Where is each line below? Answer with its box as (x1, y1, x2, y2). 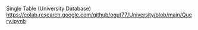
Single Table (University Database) (6, 5, 91, 12)
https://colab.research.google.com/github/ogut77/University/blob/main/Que (6, 11, 192, 18)
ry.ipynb (6, 18, 27, 24)
